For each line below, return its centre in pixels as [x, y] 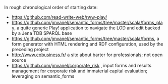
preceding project [30, 49]
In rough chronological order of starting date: [51, 7]
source [19, 60]
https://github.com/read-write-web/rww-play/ [59, 17]
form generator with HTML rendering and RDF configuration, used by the [87, 44]
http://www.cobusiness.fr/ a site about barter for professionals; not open [87, 55]
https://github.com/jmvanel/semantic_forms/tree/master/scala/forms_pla [87, 23]
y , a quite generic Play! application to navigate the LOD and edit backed [86, 28]
